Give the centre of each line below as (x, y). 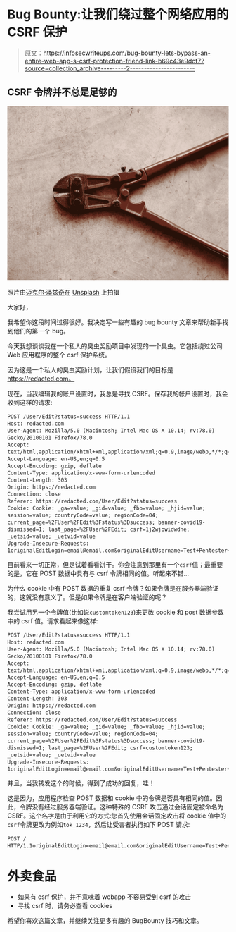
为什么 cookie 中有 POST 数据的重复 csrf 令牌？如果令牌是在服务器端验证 (113, 589)
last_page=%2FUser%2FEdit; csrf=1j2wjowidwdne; (119, 529)
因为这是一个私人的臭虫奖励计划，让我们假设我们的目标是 (90, 370)
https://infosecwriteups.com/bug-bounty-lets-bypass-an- (127, 53)
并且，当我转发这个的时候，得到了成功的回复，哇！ (81, 783)
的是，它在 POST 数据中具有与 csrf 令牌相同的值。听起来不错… (98, 574)
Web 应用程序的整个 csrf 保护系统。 (59, 355)
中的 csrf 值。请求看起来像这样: (53, 621)
